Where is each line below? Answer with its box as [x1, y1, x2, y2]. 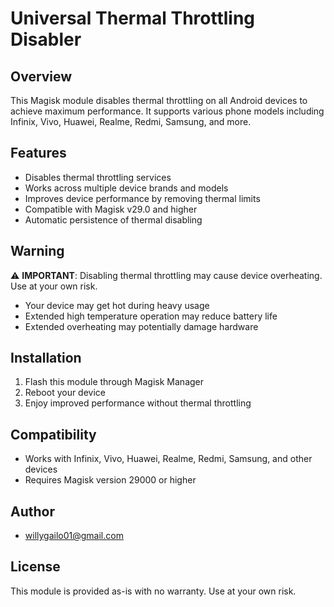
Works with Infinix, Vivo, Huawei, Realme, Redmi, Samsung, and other [24, 453, 313, 465]
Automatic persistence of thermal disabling [24, 213, 203, 226]
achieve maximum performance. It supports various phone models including [10, 105, 325, 117]
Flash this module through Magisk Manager [24, 376, 205, 388]
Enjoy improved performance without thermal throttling [24, 397, 252, 409]
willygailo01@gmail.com [24, 530, 124, 542]
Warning [10, 243, 65, 260]
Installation [10, 350, 82, 367]
